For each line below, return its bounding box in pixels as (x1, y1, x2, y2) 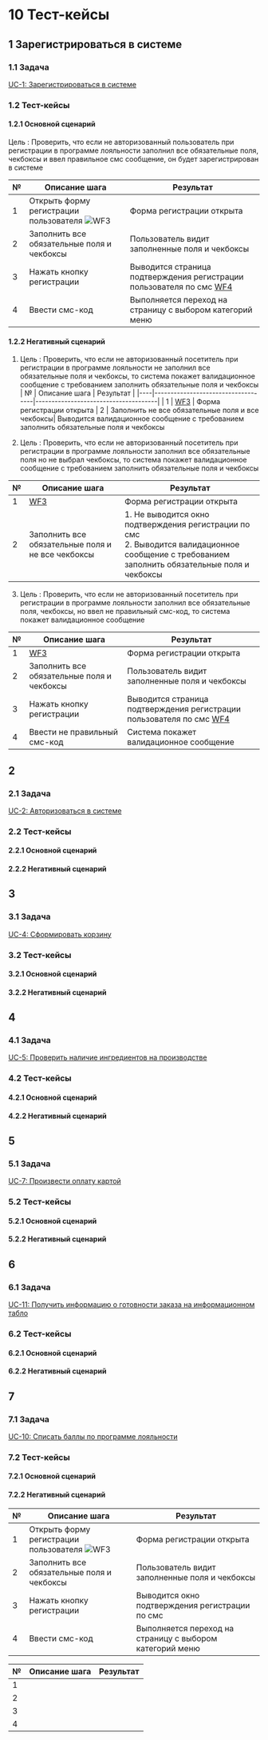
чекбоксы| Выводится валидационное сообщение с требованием (19, 414, 245, 423)
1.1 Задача (8, 62, 49, 73)
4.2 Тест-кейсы (8, 1072, 72, 1084)
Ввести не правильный (29, 727, 118, 738)
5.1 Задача (8, 1158, 51, 1169)
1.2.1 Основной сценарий (8, 119, 96, 129)
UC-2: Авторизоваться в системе (8, 806, 122, 816)
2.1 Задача (8, 788, 51, 799)
